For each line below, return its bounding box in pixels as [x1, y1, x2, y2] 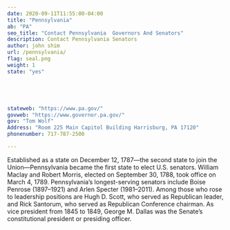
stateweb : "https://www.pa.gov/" [7, 105, 104, 112]
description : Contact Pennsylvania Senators [7, 36, 137, 43]
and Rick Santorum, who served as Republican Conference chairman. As [7, 200, 214, 208]
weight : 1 [7, 62, 36, 69]
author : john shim [7, 42, 60, 49]
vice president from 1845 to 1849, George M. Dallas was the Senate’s [7, 207, 203, 215]
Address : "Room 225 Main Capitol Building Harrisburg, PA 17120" [7, 124, 199, 132]
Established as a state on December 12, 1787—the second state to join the [7, 155, 218, 163]
